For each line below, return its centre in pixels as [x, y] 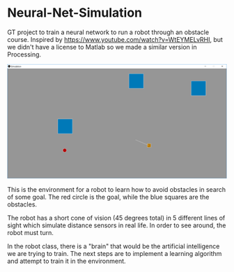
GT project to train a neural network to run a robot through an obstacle [108, 32]
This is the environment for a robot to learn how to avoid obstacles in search [117, 189]
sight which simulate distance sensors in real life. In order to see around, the [117, 225]
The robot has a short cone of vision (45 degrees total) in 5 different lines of [116, 218]
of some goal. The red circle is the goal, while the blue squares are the [108, 197]
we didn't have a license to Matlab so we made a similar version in [102, 47]
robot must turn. [31, 232]
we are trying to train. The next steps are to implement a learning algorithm [115, 253]
